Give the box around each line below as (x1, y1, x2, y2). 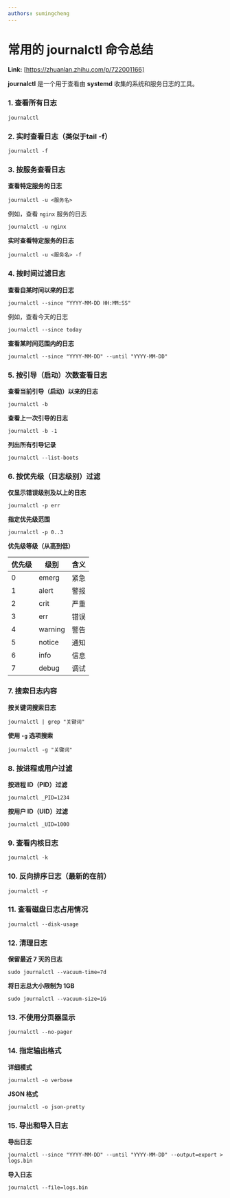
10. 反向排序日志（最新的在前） (8, 871, 111, 881)
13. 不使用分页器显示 (8, 1013, 76, 1022)
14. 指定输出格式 (8, 1046, 62, 1055)
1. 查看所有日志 (8, 98, 58, 108)
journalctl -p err (8, 502, 60, 509)
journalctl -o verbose (8, 1077, 73, 1084)
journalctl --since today (8, 326, 82, 333)
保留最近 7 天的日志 (8, 955, 62, 964)
